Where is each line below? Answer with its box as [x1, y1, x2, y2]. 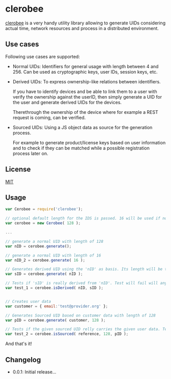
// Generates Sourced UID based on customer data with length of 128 [5, 313, 156, 318]
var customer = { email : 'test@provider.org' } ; [5, 303, 108, 309]
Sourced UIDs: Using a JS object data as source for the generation [12, 124, 153, 130]
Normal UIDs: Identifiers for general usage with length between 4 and [12, 63, 159, 69]
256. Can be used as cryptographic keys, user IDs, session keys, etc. [12, 69, 158, 75]
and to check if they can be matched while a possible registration [12, 145, 150, 151]
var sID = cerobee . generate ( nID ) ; [5, 271, 83, 277]
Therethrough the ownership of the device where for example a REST [12, 109, 159, 115]
